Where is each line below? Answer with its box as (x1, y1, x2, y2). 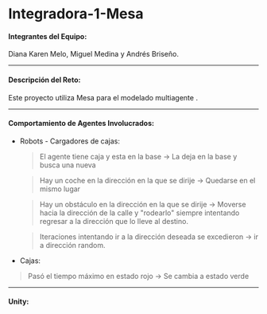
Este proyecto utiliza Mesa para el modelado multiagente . (8, 92, 199, 102)
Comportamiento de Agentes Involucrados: (8, 119, 155, 128)
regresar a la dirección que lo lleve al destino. (39, 216, 189, 226)
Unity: (8, 296, 29, 307)
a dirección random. (39, 240, 106, 249)
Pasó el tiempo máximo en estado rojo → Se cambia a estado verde (27, 271, 250, 281)
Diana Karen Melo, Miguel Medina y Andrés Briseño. (8, 49, 179, 59)
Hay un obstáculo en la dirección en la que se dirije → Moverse (39, 199, 246, 209)
